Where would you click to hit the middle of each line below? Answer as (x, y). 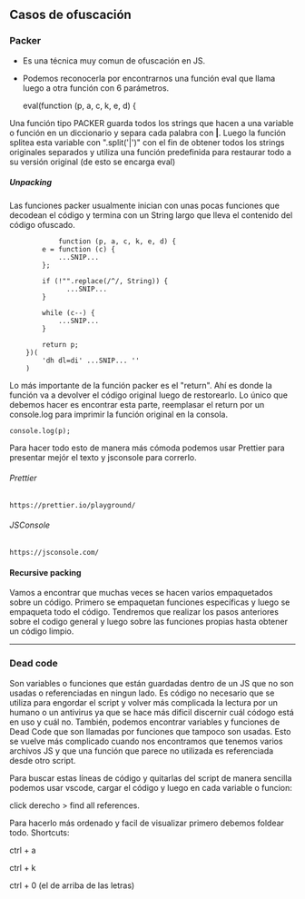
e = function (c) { (79, 249)
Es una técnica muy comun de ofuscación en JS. (114, 60)
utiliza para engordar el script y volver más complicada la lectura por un (144, 702)
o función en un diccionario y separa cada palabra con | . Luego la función (148, 133)
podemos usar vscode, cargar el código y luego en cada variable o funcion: (151, 787)
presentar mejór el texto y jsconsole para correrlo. (103, 457)
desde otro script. (43, 760)
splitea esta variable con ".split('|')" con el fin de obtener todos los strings (147, 142)
